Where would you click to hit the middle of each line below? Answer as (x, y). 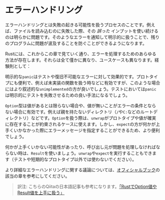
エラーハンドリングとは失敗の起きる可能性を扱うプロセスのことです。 (76, 25)
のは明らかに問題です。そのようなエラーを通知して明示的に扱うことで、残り (82, 37)
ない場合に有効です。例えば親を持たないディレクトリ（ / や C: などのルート (79, 112)
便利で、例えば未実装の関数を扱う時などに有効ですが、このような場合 (89, 82)
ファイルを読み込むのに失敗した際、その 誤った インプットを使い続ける (86, 31)
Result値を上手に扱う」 (41, 193)
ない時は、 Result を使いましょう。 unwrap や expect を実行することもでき (81, 153)
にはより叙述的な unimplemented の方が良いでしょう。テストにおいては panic (81, 89)
